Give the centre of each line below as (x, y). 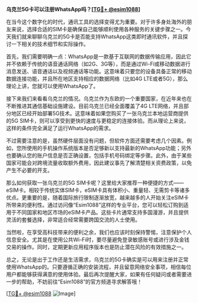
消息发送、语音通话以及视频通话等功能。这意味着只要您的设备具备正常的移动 (99, 71)
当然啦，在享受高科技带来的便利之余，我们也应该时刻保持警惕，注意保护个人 (99, 232)
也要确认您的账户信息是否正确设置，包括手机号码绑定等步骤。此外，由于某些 (99, 155)
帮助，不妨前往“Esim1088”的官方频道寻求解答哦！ (82, 282)
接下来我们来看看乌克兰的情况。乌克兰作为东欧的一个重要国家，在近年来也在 (99, 99)
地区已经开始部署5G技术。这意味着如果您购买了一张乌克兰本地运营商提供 (100, 113)
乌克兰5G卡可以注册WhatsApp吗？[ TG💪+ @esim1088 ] (73, 9)
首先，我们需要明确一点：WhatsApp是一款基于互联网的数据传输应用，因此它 (99, 56)
